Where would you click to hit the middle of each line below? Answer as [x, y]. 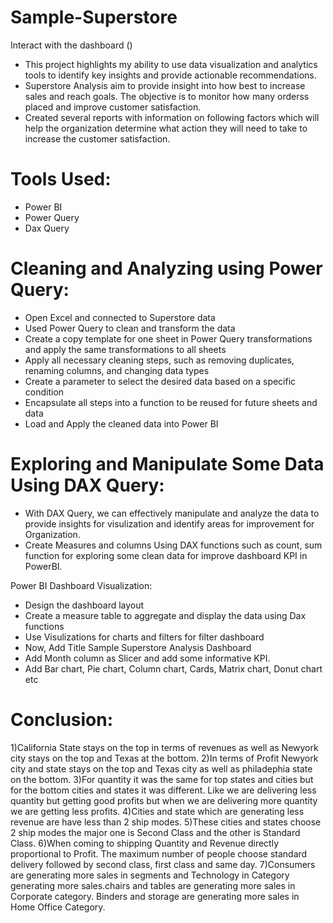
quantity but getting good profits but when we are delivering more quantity [164, 800]
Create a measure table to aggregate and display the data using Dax [165, 615]
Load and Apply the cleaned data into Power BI [121, 423]
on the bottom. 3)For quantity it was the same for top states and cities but [162, 779]
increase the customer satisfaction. [97, 138]
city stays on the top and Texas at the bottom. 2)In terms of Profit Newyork [164, 758]
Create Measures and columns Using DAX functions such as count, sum [173, 545]
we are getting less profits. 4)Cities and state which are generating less [157, 811]
